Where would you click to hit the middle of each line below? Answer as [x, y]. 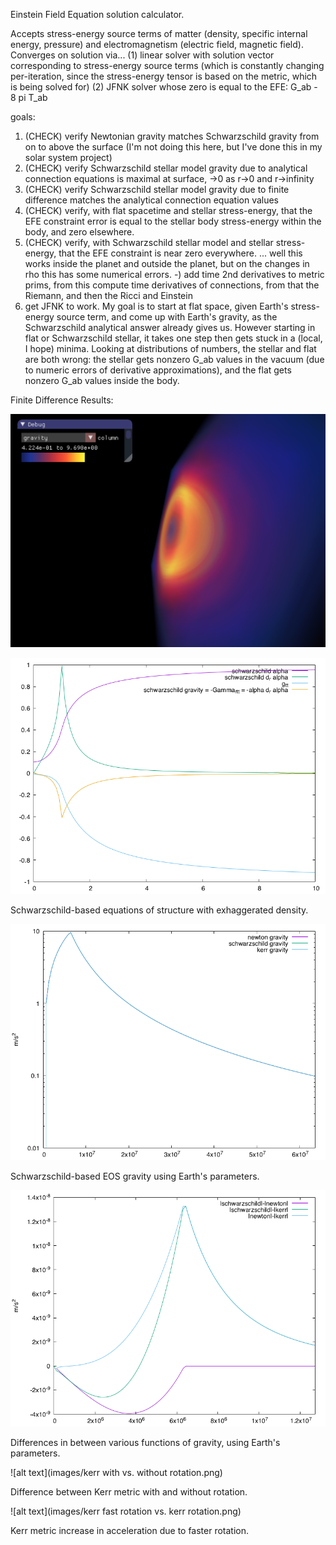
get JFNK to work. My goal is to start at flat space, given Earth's [156, 306]
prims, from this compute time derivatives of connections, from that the [172, 285]
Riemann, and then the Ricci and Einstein [108, 295]
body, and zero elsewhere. [79, 232]
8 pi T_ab [29, 97]
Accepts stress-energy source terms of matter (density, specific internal [159, 33]
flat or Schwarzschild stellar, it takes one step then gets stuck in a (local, [173, 338]
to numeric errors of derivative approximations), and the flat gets [158, 370]
